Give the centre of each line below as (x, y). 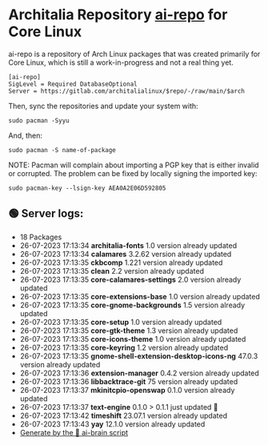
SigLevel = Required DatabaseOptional (73, 84)
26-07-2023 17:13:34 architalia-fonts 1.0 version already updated (128, 245)
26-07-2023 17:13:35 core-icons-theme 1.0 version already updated (133, 339)
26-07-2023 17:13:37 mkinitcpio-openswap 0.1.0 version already (127, 390)
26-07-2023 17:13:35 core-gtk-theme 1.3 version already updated (129, 331)
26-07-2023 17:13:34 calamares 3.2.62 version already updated (126, 254)
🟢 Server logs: (46, 214)
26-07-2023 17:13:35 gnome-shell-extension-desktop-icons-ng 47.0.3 (139, 356)
